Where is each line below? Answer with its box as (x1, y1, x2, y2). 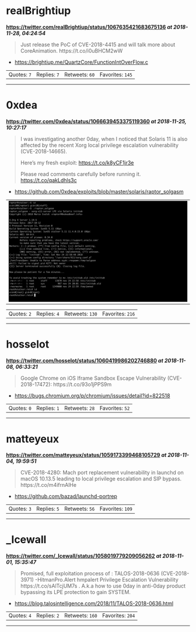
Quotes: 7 (8, 71, 32, 78)
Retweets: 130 (64, 310, 97, 317)
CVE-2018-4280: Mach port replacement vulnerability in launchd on (20, 469, 184, 476)
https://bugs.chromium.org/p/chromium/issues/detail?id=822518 (14, 392, 170, 399)
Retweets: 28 (64, 404, 95, 411)
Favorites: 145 (99, 71, 132, 78)
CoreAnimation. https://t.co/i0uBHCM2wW (20, 47, 123, 54)
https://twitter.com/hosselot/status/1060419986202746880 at (6, 357, 163, 364)
